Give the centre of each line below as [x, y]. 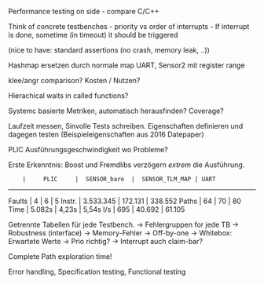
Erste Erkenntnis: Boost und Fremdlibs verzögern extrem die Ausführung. [126, 165]
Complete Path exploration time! [60, 257]
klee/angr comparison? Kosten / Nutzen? [74, 80]
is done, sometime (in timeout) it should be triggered [93, 35]
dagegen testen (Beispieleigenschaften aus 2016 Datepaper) [106, 134]
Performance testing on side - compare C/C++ [84, 11]
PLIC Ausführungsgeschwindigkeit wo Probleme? [88, 149]
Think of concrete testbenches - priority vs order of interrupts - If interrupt [129, 26]
